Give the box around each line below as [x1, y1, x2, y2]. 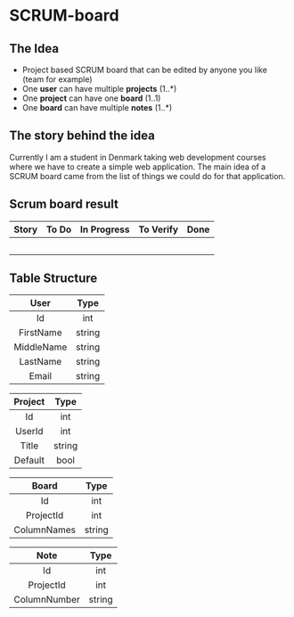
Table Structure [9, 271, 98, 286]
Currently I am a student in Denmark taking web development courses [9, 152, 266, 162]
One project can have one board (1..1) [21, 93, 161, 103]
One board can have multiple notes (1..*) [21, 103, 173, 112]
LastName [19, 356, 62, 368]
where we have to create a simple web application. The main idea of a [9, 161, 266, 172]
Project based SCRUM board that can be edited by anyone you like [21, 64, 267, 75]
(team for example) [21, 74, 93, 85]
